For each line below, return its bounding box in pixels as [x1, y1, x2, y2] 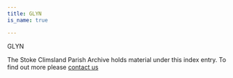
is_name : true [7, 17, 49, 24]
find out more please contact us [7, 63, 99, 71]
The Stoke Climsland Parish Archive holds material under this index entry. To [7, 55, 227, 63]
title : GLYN [7, 10, 42, 17]
